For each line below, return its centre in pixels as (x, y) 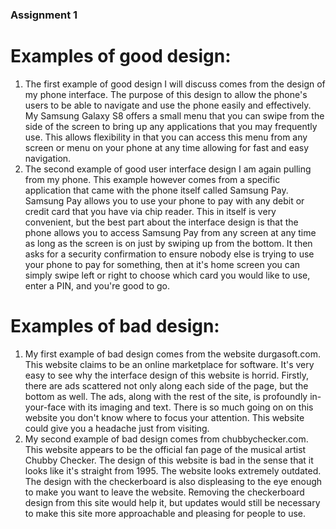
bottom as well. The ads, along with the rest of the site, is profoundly (166, 396)
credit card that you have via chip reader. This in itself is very (150, 211)
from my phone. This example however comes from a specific (152, 179)
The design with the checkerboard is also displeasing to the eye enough (173, 481)
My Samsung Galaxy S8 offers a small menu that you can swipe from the (174, 115)
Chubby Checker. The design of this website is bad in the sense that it (169, 460)
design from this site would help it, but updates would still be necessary (172, 502)
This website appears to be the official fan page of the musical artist (165, 449)
